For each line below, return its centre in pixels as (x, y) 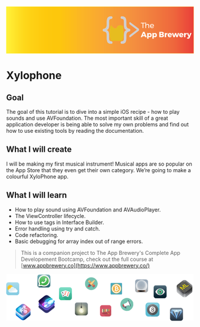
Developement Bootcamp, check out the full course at (87, 259)
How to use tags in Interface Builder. (59, 222)
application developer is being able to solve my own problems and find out (98, 124)
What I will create (39, 150)
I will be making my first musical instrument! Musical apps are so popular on (99, 164)
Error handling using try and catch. (57, 228)
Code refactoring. (36, 235)
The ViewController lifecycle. (50, 216)
